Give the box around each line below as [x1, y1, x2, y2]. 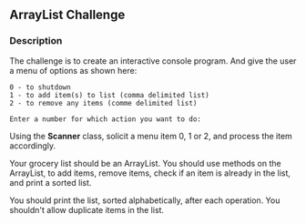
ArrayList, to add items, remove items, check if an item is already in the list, [9, 168, 291, 178]
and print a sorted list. [9, 177, 92, 188]
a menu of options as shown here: [9, 65, 138, 76]
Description [9, 35, 63, 47]
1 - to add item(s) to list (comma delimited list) [9, 90, 209, 99]
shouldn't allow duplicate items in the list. [9, 204, 165, 215]
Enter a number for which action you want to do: [9, 114, 202, 124]
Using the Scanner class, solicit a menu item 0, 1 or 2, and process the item [9, 130, 293, 141]
